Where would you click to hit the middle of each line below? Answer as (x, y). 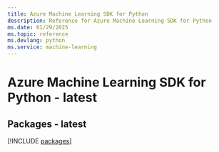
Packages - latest (47, 124)
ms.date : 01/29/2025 (38, 27)
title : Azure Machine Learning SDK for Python (78, 14)
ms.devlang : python (36, 41)
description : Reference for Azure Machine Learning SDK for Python (110, 21)
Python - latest (52, 98)
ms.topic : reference (38, 34)
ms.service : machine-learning (52, 47)
